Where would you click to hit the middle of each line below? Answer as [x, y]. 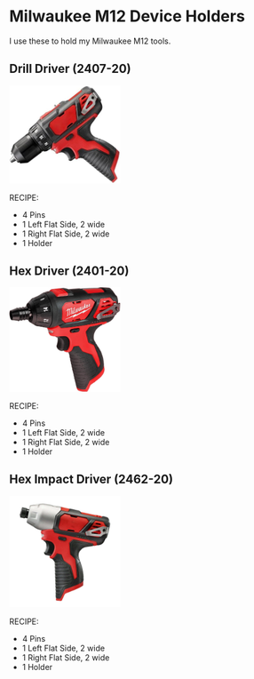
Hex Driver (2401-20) [69, 271]
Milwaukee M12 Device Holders [127, 16]
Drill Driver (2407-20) [70, 69]
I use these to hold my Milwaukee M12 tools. [90, 41]
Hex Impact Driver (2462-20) [91, 479]
